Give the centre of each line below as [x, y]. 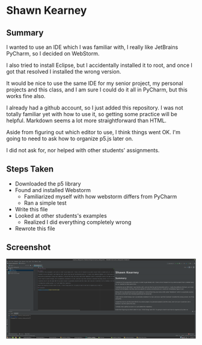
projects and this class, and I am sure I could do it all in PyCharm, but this [97, 90]
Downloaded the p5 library [48, 184]
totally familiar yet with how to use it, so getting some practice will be [92, 114]
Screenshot [29, 247]
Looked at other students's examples [61, 216]
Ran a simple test [45, 203]
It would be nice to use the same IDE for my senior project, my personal [95, 83]
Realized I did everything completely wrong [78, 222]
